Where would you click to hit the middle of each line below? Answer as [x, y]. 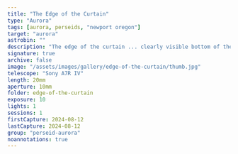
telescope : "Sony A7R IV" [45, 73]
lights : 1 [22, 106]
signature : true [31, 54]
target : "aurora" [33, 34]
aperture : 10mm [30, 87]
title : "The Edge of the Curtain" [58, 14]
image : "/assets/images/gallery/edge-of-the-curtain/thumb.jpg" [104, 67]
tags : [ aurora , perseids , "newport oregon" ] [74, 27]
